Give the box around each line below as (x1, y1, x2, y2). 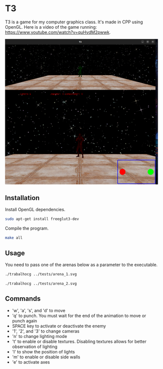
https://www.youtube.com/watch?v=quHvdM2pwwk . (5, 29, 111, 35)
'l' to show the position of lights (12, 349, 75, 354)
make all (5, 235, 23, 240)
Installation (5, 194, 40, 202)
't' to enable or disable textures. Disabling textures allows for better (12, 338, 147, 344)
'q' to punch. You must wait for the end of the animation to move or (12, 313, 147, 319)
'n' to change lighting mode (12, 333, 67, 339)
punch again (12, 318, 37, 323)
